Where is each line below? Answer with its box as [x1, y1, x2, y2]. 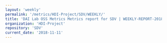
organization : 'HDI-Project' [5, 21, 66, 26]
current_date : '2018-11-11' [5, 30, 64, 35]
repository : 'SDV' [5, 26, 43, 31]
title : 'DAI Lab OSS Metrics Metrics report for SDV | [5, 16, 121, 21]
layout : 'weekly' [5, 7, 41, 12]
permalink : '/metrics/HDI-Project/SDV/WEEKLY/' [5, 12, 106, 17]
